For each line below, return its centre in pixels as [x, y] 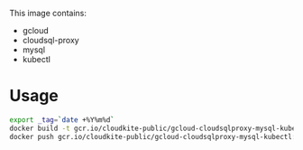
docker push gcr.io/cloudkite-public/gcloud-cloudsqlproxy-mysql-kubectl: [153, 136]
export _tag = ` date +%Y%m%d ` [62, 120]
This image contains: [48, 13]
